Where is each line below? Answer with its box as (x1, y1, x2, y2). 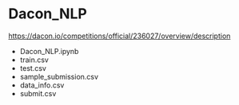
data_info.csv (19, 80, 65, 90)
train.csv (19, 55, 50, 64)
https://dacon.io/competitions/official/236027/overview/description (8, 31, 231, 41)
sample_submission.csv (19, 72, 98, 81)
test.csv (19, 63, 46, 72)
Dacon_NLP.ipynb (19, 46, 79, 56)
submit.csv (19, 88, 57, 98)
